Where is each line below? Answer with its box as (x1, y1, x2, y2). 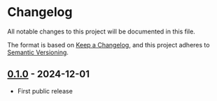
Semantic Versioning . (7, 48, 69, 56)
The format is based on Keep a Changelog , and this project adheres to (7, 40, 210, 49)
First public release (17, 86, 73, 95)
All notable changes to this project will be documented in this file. (7, 27, 196, 36)
